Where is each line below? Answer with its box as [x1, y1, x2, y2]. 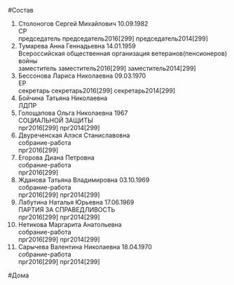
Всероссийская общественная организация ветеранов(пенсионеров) [18, 49, 227, 57]
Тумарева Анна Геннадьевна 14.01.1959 [18, 42, 136, 50]
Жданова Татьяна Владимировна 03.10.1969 [18, 176, 150, 184]
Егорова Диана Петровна [18, 153, 95, 162]
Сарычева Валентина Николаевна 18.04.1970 [18, 243, 153, 251]
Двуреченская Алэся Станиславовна [18, 131, 130, 139]
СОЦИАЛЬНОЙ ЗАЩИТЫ [18, 116, 94, 125]
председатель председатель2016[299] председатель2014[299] [18, 34, 209, 43]
